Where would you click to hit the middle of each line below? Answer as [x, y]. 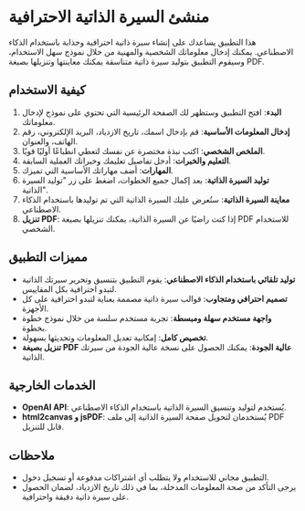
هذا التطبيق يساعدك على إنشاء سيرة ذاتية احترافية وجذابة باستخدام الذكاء [132, 42]
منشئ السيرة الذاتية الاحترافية [109, 17]
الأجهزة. [35, 308]
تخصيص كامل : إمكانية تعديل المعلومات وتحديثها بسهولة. [115, 337]
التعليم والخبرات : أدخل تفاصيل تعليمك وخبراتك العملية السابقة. [126, 161]
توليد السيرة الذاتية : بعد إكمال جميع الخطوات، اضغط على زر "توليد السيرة [146, 180]
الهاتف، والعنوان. [50, 141]
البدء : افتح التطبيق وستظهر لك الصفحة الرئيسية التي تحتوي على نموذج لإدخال [152, 112]
